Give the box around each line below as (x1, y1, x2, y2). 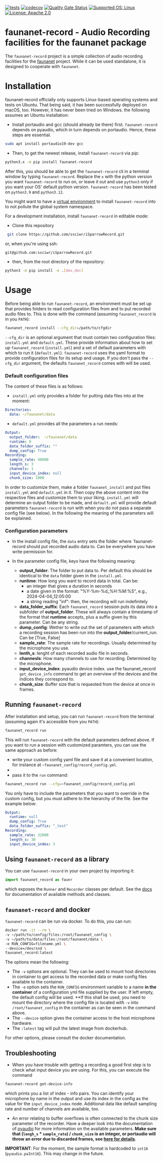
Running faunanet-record (5, 700, 81, 709)
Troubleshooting (5, 1049, 57, 1057)
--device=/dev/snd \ (5, 946, 47, 951)
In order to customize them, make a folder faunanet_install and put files (5, 484, 151, 490)
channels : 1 (9, 466, 34, 471)
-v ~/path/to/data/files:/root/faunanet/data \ (5, 937, 103, 942)
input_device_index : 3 (9, 841, 55, 846)
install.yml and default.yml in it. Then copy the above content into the (5, 489, 149, 495)
